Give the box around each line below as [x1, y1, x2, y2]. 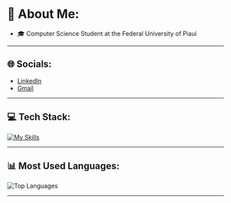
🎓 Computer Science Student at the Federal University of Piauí [16, 29, 197, 37]
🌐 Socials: [7, 58, 52, 70]
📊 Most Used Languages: [7, 160, 120, 171]
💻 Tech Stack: [7, 111, 71, 123]
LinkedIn [16, 76, 42, 85]
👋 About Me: [7, 6, 80, 22]
